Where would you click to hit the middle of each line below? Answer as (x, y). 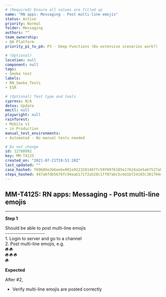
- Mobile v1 (17, 124)
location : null (21, 60)
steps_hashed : (20, 174)
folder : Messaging (24, 28)
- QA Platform (20, 42)
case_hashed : (19, 170)
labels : (13, 79)
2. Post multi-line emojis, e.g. (35, 244)
